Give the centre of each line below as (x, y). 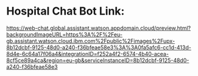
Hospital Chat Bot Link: (65, 11)
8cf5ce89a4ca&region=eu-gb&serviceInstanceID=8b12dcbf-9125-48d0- (98, 60)
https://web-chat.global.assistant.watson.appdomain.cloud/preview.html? (98, 28)
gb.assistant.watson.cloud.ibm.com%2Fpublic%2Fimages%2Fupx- (91, 41)
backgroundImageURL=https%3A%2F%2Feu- (65, 34)
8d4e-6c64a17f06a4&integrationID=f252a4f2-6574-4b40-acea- (88, 54)
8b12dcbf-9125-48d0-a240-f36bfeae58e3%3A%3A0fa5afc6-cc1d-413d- (99, 47)
